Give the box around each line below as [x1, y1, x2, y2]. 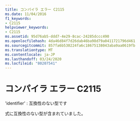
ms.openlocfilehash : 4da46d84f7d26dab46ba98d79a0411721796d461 [5, 39, 136, 44]
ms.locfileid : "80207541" [5, 61, 57, 66]
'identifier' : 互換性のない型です [5, 100, 67, 106]
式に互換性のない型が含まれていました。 [5, 111, 86, 117]
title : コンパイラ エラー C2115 [5, 7, 64, 12]
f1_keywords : [5, 16, 31, 21]
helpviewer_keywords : [5, 25, 49, 30]
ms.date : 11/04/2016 [5, 12, 47, 16]
